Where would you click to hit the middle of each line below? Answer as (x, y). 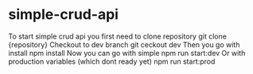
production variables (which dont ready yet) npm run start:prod (112, 61)
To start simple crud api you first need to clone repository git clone (117, 36)
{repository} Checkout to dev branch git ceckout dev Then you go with (124, 44)
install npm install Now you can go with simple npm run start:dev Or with (127, 53)
